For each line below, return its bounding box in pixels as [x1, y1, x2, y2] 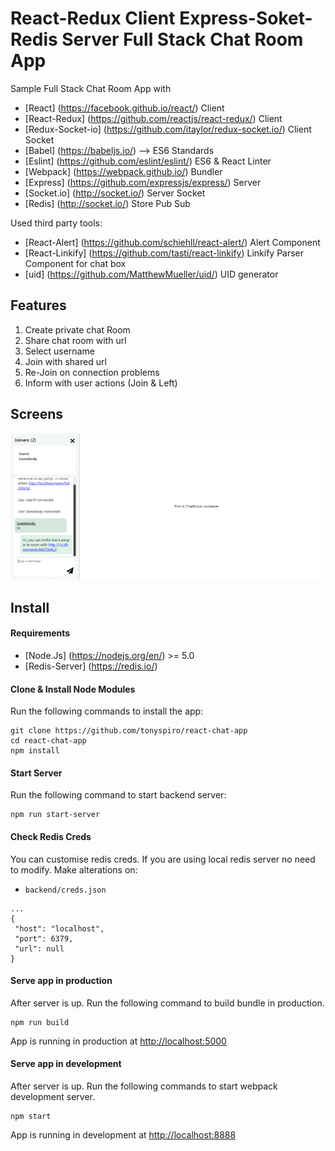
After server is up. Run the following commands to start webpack [10, 1080, 278, 1092]
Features [10, 297, 67, 314]
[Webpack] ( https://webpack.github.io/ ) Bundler [24, 165, 223, 177]
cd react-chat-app [10, 736, 87, 746]
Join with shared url [24, 355, 107, 367]
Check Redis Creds [10, 830, 92, 842]
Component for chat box [24, 257, 127, 269]
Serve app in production [10, 975, 113, 987]
